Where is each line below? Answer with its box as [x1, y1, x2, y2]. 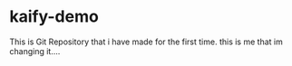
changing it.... [9, 45, 61, 56]
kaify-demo [9, 6, 100, 27]
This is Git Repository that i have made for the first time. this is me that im [9, 36, 283, 47]
